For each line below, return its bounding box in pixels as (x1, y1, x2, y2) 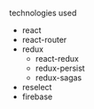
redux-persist (35, 63, 86, 73)
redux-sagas (35, 72, 82, 83)
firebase (21, 91, 53, 102)
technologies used (9, 8, 77, 18)
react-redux (35, 54, 80, 63)
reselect (21, 82, 52, 92)
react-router (21, 35, 67, 45)
